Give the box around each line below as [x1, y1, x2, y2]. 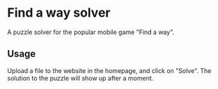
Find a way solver [7, 5, 111, 21]
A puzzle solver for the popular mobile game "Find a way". [7, 28, 175, 36]
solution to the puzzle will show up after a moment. [7, 74, 154, 82]
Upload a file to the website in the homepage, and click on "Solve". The [7, 66, 212, 74]
